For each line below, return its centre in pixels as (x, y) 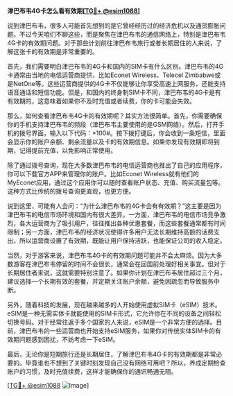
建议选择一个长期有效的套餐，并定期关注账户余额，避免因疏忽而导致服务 (110, 281)
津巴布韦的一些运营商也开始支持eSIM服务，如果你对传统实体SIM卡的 (117, 331)
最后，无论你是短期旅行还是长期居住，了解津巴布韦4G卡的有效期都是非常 (112, 354)
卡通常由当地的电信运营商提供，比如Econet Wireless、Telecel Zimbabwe (111, 75)
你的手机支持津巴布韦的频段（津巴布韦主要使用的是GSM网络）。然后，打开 (113, 124)
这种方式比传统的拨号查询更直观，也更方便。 (71, 191)
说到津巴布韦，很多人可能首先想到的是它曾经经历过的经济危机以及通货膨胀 (113, 26)
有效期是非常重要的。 (68, 52)
